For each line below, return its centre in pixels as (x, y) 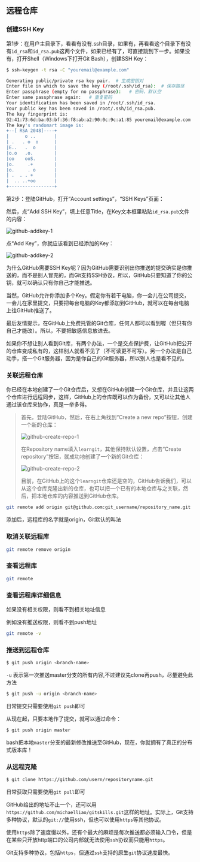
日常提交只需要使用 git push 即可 (46, 706)
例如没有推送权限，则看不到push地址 (52, 622)
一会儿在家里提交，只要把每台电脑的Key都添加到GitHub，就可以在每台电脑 (98, 303)
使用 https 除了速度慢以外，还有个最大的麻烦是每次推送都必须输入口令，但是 (99, 832)
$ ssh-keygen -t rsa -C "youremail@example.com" (68, 70)
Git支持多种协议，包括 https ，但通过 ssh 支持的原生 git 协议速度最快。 (90, 852)
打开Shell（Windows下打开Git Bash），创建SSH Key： (82, 58)
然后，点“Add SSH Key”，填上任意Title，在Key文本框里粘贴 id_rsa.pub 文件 (98, 212)
